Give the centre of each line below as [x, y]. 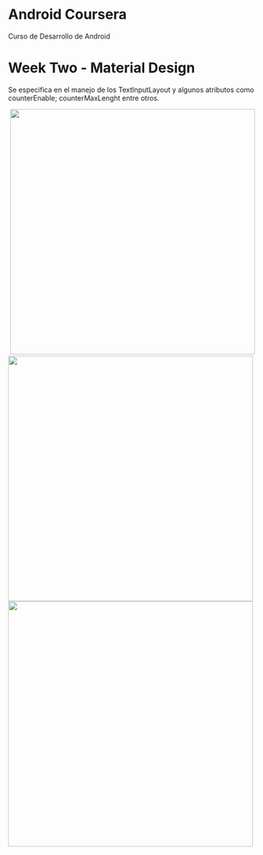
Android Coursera [68, 15]
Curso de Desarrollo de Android [59, 36]
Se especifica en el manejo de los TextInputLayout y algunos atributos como [131, 90]
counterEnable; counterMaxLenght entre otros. [84, 98]
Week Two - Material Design [102, 68]
